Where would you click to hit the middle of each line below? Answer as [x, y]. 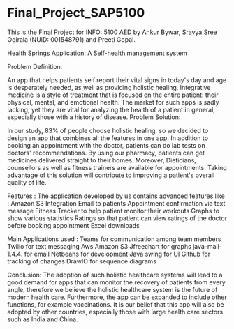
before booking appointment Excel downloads [73, 225]
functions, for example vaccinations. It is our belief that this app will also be [116, 304]
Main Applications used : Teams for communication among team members [114, 239]
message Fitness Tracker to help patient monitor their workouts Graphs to [114, 211]
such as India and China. [43, 319]
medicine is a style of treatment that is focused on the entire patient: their [113, 95]
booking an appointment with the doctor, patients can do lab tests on [106, 145]
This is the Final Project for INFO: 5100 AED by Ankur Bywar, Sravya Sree [112, 32]
